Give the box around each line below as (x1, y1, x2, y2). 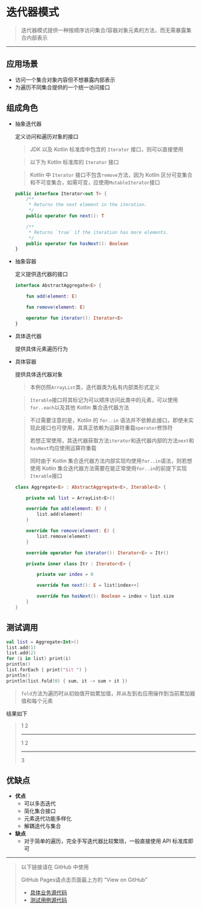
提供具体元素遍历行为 (14, 345, 68, 352)
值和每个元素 (20, 697, 53, 704)
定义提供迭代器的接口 (14, 271, 68, 278)
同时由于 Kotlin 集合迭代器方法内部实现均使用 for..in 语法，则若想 (29, 457, 192, 464)
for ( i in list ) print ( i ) (6, 656, 71, 662)
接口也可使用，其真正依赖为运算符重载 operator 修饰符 (40, 424, 173, 431)
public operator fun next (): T (26, 213, 105, 219)
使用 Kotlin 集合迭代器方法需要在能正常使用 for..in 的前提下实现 (29, 464, 188, 472)
